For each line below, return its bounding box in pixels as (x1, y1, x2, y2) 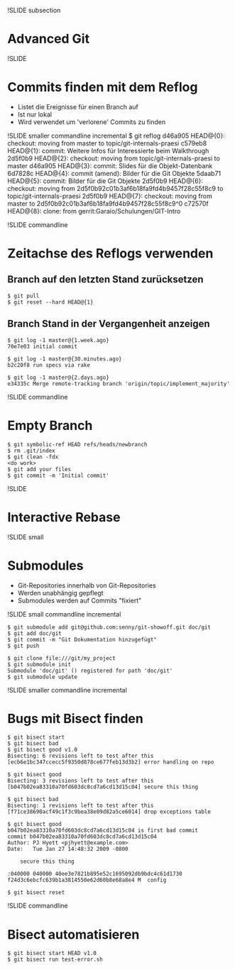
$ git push (7, 642, 40, 649)
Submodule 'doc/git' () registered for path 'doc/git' (7, 667, 173, 674)
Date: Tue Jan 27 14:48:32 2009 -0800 (7, 846, 129, 853)
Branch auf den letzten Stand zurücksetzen (7, 273, 204, 286)
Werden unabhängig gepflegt (17, 588, 104, 597)
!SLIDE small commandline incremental (7, 610, 121, 618)
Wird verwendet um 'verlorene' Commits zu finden (17, 117, 165, 126)
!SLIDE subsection (7, 6, 61, 14)
